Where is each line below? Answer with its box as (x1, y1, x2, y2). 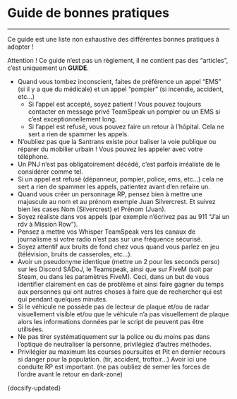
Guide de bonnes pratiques (7, 5, 169, 21)
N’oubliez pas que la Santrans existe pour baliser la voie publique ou (17, 137, 217, 145)
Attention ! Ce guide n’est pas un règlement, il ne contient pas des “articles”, (7, 56, 229, 64)
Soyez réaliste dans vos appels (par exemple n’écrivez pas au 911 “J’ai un (17, 212, 230, 220)
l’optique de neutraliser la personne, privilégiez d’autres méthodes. (17, 340, 212, 348)
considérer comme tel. (17, 167, 83, 176)
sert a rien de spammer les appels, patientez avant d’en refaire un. (17, 182, 210, 191)
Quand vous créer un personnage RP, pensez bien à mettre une (17, 189, 202, 198)
